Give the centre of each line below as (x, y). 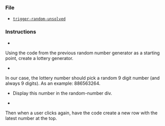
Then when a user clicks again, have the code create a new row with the (81, 113)
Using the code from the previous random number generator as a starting (82, 53)
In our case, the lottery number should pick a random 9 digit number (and (82, 78)
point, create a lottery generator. (39, 58)
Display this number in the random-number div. (62, 93)
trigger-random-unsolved (39, 19)
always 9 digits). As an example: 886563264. (53, 83)
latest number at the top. (31, 118)
